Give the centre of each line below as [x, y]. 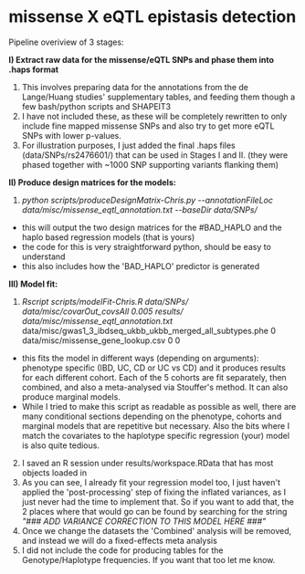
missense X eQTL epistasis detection [152, 17]
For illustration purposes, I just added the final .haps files [128, 145]
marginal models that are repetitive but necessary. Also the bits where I [155, 425]
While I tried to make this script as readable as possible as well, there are [159, 406]
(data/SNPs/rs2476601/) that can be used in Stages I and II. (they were [155, 155]
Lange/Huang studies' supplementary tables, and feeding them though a [158, 97]
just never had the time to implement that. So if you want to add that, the [158, 501]
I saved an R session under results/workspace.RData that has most [147, 463]
